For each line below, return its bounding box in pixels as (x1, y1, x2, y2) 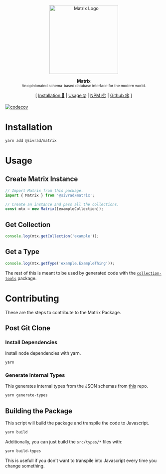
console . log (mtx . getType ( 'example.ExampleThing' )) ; (5, 261, 115, 266)
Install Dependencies (5, 339, 58, 346)
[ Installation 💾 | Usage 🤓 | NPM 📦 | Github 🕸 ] (35, 93, 133, 98)
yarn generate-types (5, 393, 48, 398)
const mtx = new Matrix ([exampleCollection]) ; (5, 206, 104, 211)
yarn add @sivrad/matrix (5, 138, 57, 143)
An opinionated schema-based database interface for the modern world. (21, 83, 146, 88)
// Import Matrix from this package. (5, 188, 84, 193)
